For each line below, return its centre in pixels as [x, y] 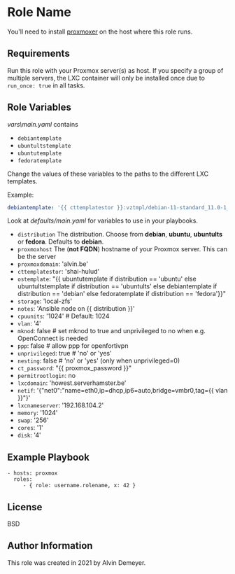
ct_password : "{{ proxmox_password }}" [74, 368]
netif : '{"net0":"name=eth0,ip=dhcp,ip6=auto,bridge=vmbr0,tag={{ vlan [122, 391]
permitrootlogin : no [46, 376]
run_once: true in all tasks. [46, 85]
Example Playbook [48, 457]
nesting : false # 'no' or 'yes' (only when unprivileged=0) [99, 360]
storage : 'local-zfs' [44, 301]
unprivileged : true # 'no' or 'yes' [64, 353]
